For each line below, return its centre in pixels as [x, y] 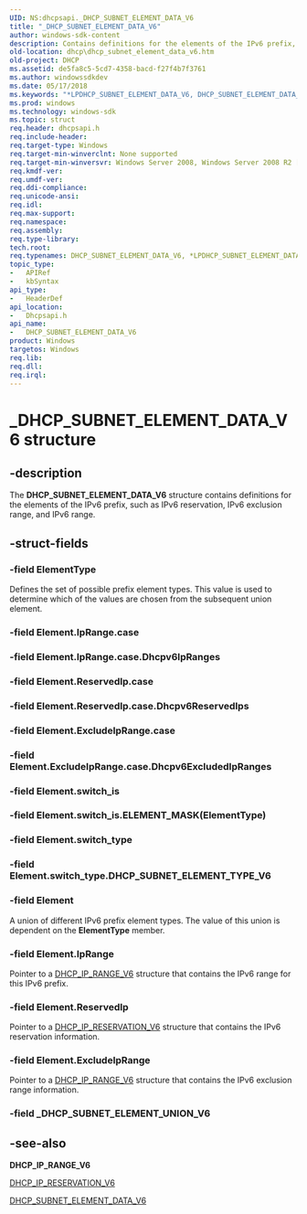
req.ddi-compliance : [49, 188]
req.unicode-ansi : [44, 197]
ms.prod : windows [42, 103]
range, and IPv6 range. [53, 515]
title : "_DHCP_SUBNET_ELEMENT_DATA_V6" [85, 27]
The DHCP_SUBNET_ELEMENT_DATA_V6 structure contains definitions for [151, 495]
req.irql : [28, 375]
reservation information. [55, 1037]
